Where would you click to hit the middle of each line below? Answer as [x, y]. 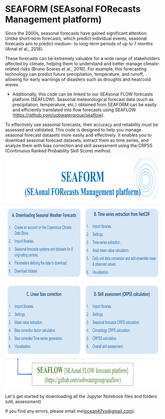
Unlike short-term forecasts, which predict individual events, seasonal [76, 38]
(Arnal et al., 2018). [24, 49]
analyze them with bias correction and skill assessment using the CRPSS [79, 145]
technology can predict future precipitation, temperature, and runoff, [75, 74]
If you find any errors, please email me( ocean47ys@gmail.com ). [70, 411]
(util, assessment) [23, 401]
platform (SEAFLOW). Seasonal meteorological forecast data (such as [83, 99]
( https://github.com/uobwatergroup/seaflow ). [58, 115]
